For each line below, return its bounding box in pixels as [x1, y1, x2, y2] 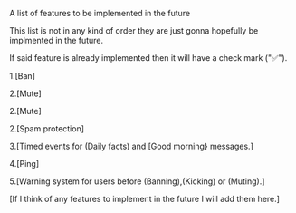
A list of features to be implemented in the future [9, 8, 191, 18]
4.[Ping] [9, 159, 40, 169]
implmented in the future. [9, 35, 104, 45]
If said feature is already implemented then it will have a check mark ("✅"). [9, 53, 288, 63]
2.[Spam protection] [9, 123, 84, 134]
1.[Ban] [9, 71, 36, 81]
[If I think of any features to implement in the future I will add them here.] [9, 194, 281, 204]
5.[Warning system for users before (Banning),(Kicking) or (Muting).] [9, 176, 265, 187]
